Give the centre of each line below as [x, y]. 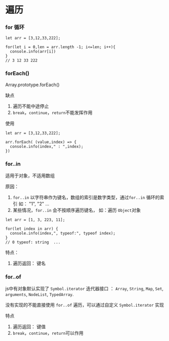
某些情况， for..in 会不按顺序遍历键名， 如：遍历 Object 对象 [77, 210]
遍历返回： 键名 [29, 263]
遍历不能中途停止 [31, 106]
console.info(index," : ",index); [47, 146]
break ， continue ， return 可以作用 [48, 333]
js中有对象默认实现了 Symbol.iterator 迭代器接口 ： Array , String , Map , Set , [84, 289]
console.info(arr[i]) [33, 52]
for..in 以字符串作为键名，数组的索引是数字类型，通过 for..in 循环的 [86, 198]
